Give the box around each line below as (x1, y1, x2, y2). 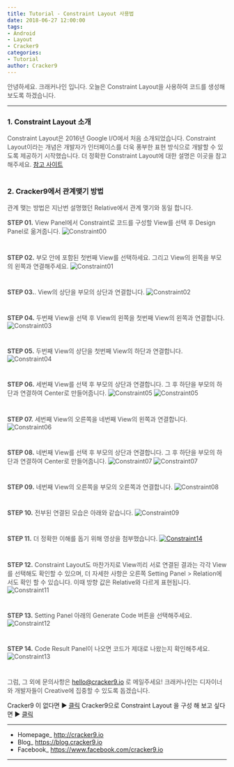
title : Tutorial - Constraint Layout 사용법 (7, 10, 134, 17)
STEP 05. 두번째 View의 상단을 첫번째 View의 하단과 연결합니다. (7, 347, 183, 355)
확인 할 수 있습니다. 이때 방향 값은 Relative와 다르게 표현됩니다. (19, 578, 192, 586)
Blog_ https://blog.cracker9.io (17, 738, 103, 747)
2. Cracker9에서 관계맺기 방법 (7, 187, 104, 196)
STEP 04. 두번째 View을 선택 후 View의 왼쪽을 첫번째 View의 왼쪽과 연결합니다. (7, 314, 225, 322)
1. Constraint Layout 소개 (7, 117, 91, 127)
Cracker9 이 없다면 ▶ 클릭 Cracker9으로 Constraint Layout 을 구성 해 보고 (7, 701, 212, 710)
